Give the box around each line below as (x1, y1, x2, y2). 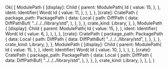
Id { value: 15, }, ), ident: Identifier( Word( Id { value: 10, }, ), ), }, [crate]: (5, 47, 151, 52)
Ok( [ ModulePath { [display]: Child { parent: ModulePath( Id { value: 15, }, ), (5, 4, 161, 10)
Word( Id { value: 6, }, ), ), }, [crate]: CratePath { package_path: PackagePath (5, 31, 163, 36)
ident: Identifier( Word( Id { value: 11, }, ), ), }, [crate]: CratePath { (5, 9, 138, 15)
